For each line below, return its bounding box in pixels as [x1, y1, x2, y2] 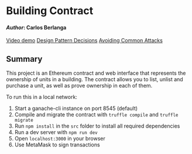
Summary [6, 54, 43, 64]
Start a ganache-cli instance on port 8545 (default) [14, 105, 138, 112]
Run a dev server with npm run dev [14, 129, 98, 136]
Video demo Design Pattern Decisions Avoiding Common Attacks [6, 37, 163, 44]
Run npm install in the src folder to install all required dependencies [14, 122, 180, 130]
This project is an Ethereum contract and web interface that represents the [6, 69, 186, 77]
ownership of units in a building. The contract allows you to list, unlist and [6, 76, 183, 83]
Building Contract [6, 4, 94, 18]
